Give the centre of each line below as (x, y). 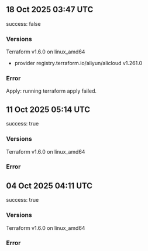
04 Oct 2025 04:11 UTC (49, 186)
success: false (23, 23)
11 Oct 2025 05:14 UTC (48, 109)
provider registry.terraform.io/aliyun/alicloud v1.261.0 (78, 63)
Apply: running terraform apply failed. (51, 91)
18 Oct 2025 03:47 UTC (50, 10)
